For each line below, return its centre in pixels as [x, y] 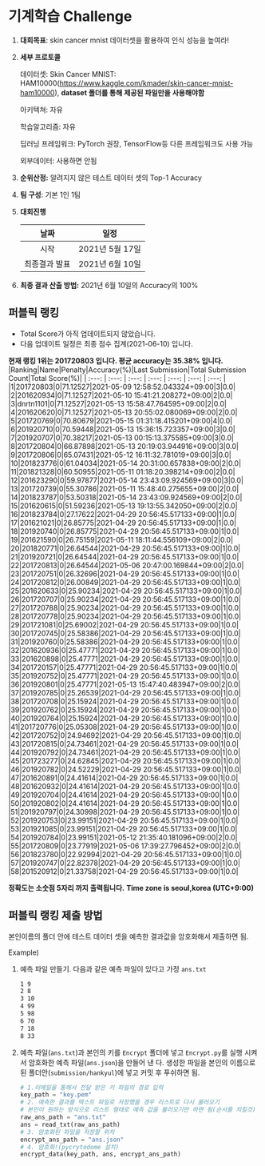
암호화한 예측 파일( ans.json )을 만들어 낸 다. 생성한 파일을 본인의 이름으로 [142, 1062]
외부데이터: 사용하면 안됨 [58, 160]
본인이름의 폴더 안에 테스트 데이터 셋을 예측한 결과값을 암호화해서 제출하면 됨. [129, 936]
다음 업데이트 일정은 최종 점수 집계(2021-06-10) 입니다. [107, 343]
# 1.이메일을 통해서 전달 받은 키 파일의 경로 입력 [91, 1088]
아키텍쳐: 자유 [42, 110]
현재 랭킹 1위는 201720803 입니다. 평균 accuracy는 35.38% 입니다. [116, 360]
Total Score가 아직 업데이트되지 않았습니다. [87, 334]
